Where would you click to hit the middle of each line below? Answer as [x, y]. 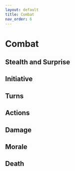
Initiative [19, 79]
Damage [18, 130]
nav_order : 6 [19, 19]
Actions [17, 113]
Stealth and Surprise [38, 62]
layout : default [22, 10]
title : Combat [20, 14]
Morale [16, 147]
